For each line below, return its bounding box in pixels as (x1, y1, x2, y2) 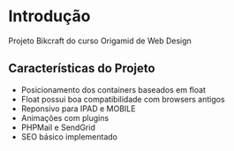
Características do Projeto (8, 61, 155, 76)
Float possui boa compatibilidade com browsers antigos (20, 94, 226, 104)
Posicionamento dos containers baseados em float (20, 84, 207, 94)
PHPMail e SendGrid (20, 122, 96, 132)
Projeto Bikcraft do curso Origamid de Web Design (8, 35, 192, 46)
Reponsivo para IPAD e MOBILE (20, 103, 136, 114)
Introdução (8, 6, 91, 26)
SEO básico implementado (20, 131, 118, 142)
